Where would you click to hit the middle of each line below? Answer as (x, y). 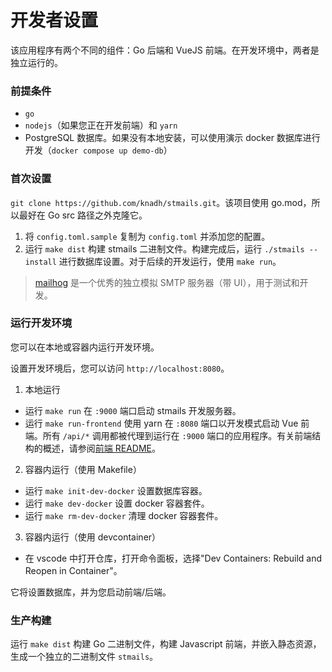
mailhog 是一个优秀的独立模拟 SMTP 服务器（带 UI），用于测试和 (167, 282)
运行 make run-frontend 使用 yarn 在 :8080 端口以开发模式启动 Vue (161, 423)
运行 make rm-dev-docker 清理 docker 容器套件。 (124, 515)
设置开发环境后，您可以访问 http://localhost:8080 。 (120, 368)
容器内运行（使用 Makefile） (83, 469)
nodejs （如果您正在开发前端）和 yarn (101, 125)
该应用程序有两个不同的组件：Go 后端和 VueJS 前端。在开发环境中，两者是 (165, 50)
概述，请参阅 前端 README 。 (101, 448)
